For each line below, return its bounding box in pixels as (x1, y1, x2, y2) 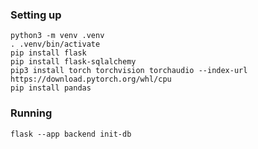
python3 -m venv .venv (10, 31, 105, 41)
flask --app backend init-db (10, 129, 132, 139)
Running (10, 106, 53, 120)
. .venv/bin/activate (10, 39, 101, 50)
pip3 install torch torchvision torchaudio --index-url (10, 66, 248, 76)
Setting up (10, 8, 62, 22)
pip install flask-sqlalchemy (10, 57, 137, 67)
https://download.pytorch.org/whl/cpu (10, 74, 172, 85)
